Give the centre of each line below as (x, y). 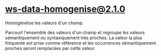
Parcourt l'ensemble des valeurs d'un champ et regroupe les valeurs (75, 32)
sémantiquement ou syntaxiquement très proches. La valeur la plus (74, 38)
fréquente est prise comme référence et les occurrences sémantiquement (80, 43)
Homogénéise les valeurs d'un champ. (44, 23)
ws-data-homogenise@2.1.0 (65, 9)
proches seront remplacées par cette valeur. (50, 48)
